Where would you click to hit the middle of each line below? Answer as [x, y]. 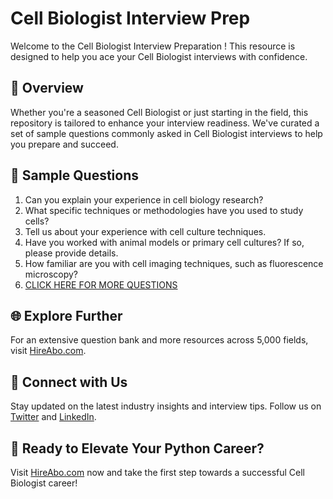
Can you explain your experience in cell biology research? [144, 199]
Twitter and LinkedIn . [53, 417]
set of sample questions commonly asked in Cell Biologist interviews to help [166, 133]
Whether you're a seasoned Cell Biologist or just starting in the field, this [159, 112]
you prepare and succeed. [64, 144]
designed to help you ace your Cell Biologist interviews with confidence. [159, 56]
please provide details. [71, 253]
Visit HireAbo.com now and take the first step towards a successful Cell [157, 472]
